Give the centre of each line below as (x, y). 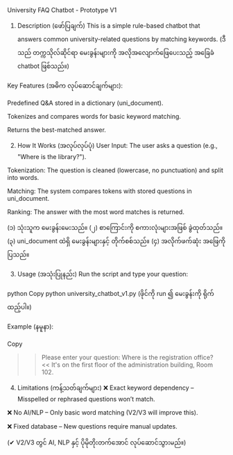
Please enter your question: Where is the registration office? (127, 357)
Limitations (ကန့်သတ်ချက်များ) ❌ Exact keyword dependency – (105, 388)
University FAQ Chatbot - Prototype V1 (62, 10)
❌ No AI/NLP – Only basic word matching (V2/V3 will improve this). (103, 412)
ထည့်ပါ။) (20, 307)
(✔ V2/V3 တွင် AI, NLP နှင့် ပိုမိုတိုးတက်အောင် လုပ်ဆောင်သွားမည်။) (97, 442)
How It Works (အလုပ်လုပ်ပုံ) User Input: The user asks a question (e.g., (118, 146)
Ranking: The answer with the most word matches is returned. (96, 212)
